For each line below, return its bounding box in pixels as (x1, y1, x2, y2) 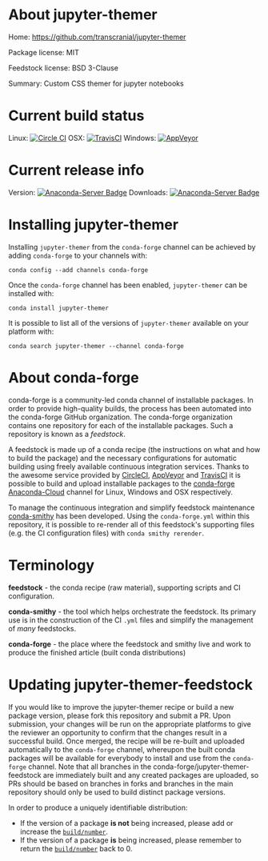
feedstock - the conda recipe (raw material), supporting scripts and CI (8, 583, 242, 592)
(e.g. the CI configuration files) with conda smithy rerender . (8, 528, 204, 538)
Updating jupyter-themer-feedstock (8, 675, 254, 694)
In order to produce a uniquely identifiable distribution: (8, 803, 188, 812)
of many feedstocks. (8, 623, 77, 633)
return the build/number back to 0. (19, 843, 133, 853)
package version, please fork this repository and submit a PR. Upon (8, 711, 231, 720)
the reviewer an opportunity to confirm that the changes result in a (8, 727, 228, 737)
